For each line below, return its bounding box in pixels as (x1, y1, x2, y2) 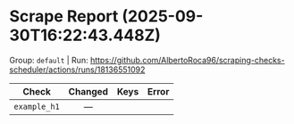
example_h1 (13, 101, 60, 112)
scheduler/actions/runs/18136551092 (9, 64, 146, 75)
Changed (68, 85, 109, 97)
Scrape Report (9, 6, 119, 27)
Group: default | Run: (9, 54, 88, 65)
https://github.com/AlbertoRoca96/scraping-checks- (89, 54, 285, 65)
